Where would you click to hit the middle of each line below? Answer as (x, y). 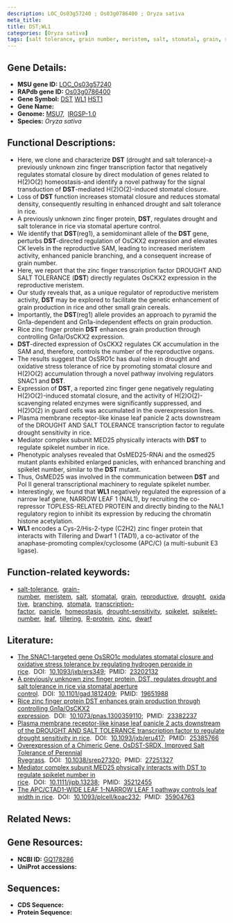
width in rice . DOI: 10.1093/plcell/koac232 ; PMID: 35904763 (106, 797)
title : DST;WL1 (29, 26)
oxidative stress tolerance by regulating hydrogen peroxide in (105, 664)
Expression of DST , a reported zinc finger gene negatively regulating (115, 388)
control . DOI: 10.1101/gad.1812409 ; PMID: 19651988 (93, 694)
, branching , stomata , (60, 604)
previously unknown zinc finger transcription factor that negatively (112, 167)
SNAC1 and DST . (41, 381)
